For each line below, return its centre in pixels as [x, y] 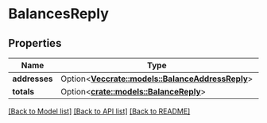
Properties [35, 43]
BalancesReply [59, 14]
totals [23, 92]
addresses [33, 79]
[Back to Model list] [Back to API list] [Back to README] [99, 111]
